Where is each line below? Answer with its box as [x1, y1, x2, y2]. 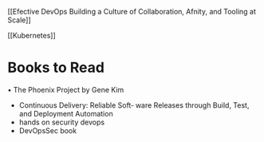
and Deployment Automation [18, 108, 113, 118]
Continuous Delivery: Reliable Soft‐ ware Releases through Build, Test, [18, 100, 250, 110]
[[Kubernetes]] [7, 31, 57, 40]
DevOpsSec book [18, 125, 77, 135]
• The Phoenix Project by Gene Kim [7, 85, 124, 94]
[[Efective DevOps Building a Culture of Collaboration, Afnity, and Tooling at [7, 7, 257, 16]
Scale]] [7, 15, 31, 25]
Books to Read [7, 59, 105, 77]
